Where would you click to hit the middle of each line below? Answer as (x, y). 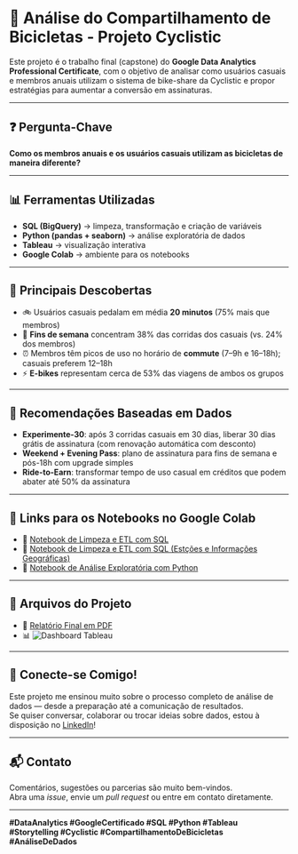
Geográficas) (46, 558)
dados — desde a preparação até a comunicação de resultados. (126, 706)
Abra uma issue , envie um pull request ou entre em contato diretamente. (141, 797)
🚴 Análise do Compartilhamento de (140, 18)
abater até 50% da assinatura (76, 482)
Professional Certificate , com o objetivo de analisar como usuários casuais (148, 71)
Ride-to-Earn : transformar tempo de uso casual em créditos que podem (154, 472)
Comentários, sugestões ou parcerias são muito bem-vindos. (121, 788)
